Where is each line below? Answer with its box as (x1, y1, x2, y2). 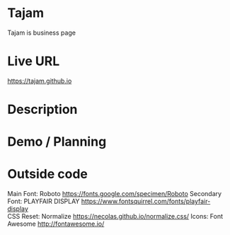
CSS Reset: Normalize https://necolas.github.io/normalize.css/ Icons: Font (7, 212, 224, 221)
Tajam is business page (7, 28, 76, 37)
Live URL (7, 53, 60, 69)
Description (7, 101, 78, 117)
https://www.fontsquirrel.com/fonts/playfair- (81, 197, 211, 206)
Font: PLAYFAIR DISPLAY (7, 197, 80, 206)
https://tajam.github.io (7, 76, 72, 85)
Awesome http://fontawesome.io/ (7, 219, 105, 228)
